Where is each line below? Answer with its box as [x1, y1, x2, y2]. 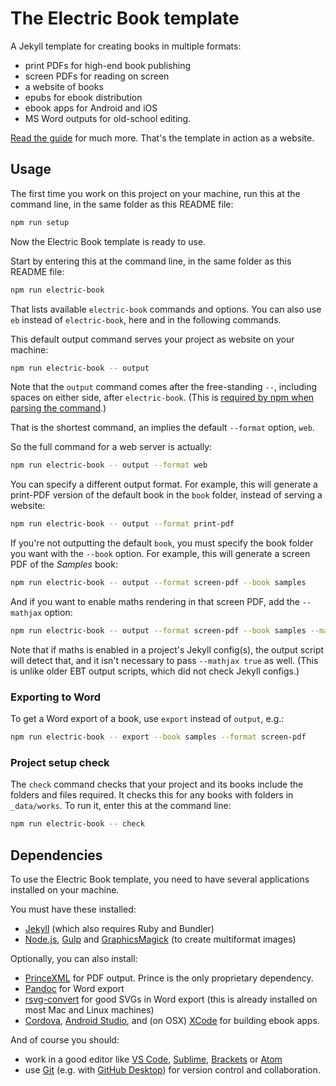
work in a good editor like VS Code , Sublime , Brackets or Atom [24, 1053, 283, 1066]
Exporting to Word [10, 690, 102, 704]
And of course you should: [10, 1034, 120, 1046]
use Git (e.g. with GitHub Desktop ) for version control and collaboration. [24, 1064, 321, 1076]
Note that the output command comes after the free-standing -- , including [10, 381, 317, 393]
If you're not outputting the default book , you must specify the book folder [10, 537, 314, 549]
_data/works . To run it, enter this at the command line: [10, 800, 232, 812]
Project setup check [10, 755, 110, 769]
